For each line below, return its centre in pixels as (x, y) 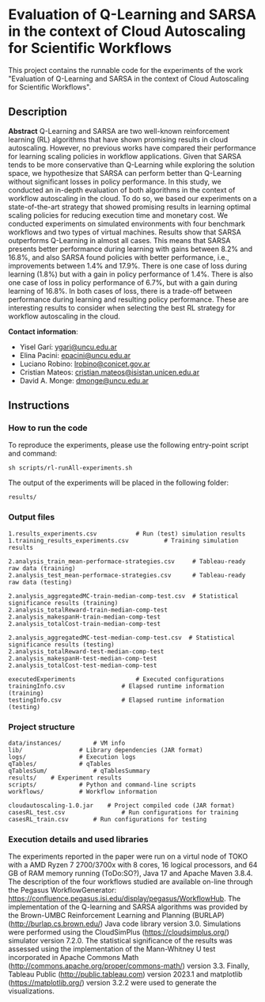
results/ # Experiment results (65, 778)
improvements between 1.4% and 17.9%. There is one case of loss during (128, 265)
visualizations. (32, 991)
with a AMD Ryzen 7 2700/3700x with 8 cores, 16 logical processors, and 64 (133, 865)
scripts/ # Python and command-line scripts (102, 785)
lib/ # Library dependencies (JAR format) (106, 750)
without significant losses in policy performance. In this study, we (115, 181)
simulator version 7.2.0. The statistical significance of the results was (121, 941)
